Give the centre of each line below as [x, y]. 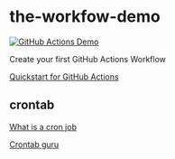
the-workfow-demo [85, 17]
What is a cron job [43, 126]
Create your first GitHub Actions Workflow [88, 59]
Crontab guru [34, 144]
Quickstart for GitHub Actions [64, 76]
